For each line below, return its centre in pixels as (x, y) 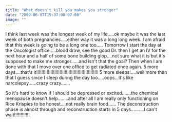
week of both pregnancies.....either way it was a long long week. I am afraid (85, 39)
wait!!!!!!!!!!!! (17, 115)
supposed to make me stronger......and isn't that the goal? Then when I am (84, 62)
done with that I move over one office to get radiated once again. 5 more (82, 67)
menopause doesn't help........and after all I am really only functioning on (82, 98)
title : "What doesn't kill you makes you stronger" (62, 10)
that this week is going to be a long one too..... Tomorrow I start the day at (83, 45)
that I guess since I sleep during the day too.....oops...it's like (69, 78)
